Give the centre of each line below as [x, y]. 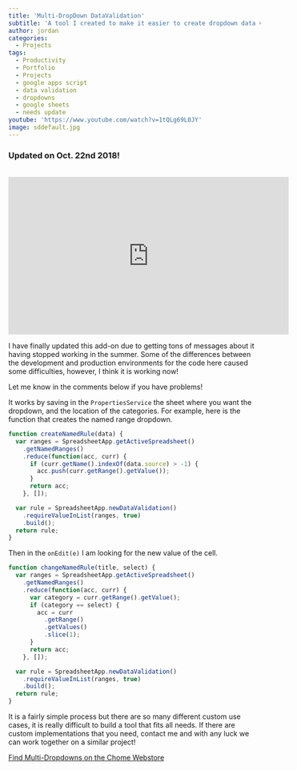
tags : [17, 53]
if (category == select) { [74, 605]
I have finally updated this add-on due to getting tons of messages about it [131, 346]
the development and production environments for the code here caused [128, 363]
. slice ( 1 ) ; [62, 635]
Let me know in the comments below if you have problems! [105, 387]
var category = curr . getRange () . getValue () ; [105, 597]
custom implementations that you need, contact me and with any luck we [129, 734]
